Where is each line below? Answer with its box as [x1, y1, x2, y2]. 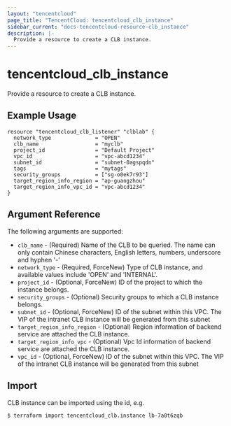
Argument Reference [7, 208, 101, 220]
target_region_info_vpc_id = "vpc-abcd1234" [13, 183, 146, 190]
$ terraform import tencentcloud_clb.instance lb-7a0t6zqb [7, 412, 183, 419]
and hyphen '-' [17, 255, 61, 264]
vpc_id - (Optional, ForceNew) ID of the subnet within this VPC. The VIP [17, 352, 224, 360]
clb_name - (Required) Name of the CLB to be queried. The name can [17, 241, 216, 249]
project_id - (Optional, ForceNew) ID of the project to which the [17, 278, 203, 286]
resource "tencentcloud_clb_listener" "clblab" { [7, 128, 155, 135]
